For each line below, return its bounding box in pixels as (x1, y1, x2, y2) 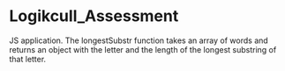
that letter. (9, 53, 47, 64)
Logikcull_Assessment (9, 6, 179, 26)
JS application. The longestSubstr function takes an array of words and (9, 35, 269, 46)
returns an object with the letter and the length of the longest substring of (9, 44, 277, 54)
